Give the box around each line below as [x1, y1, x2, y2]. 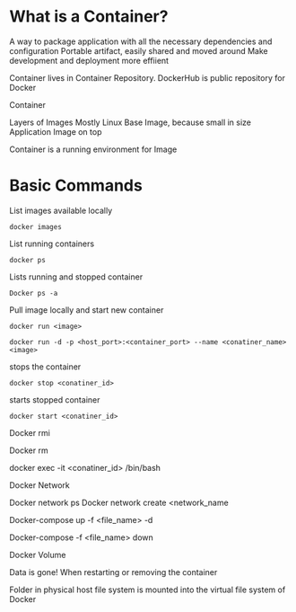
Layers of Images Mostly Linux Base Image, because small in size [9, 117, 252, 128]
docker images [9, 222, 63, 231]
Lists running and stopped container [9, 271, 144, 282]
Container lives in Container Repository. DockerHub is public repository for [9, 72, 285, 83]
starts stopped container [9, 394, 100, 405]
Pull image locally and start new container [9, 304, 164, 315]
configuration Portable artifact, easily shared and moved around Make [9, 45, 268, 56]
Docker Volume [9, 549, 66, 560]
